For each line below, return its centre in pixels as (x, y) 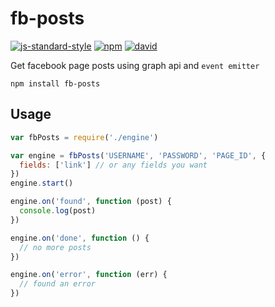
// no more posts (55, 247)
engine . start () (42, 183)
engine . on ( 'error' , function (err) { (89, 275)
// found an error (58, 284)
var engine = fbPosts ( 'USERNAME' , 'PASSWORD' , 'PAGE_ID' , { (138, 155)
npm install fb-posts (55, 83)
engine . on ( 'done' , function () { (80, 238)
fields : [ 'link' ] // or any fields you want (113, 165)
